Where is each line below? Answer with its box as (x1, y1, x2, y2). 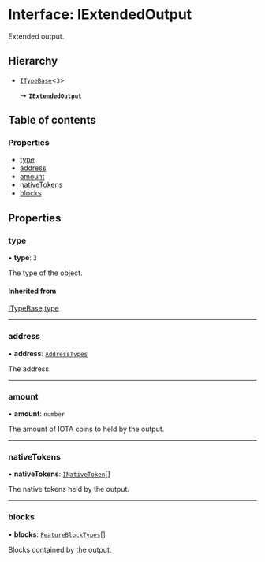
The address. (8, 364, 51, 374)
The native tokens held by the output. (8, 485, 130, 494)
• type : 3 (8, 253, 37, 262)
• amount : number (8, 408, 65, 419)
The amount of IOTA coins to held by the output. (8, 424, 165, 434)
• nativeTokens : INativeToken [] (8, 469, 110, 478)
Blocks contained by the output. (8, 545, 112, 554)
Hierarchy (8, 54, 58, 68)
